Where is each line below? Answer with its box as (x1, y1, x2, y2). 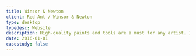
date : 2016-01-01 (6, 36, 48, 41)
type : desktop (6, 19, 41, 25)
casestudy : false (6, 41, 48, 47)
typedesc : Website (6, 24, 51, 31)
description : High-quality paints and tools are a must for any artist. (6, 30, 187, 36)
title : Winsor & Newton (6, 8, 64, 15)
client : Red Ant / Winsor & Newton (6, 14, 93, 20)
